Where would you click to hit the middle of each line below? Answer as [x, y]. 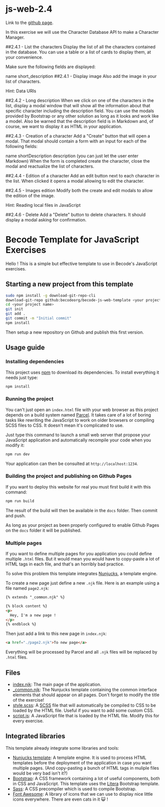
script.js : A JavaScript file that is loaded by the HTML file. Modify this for [86, 715]
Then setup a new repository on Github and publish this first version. [75, 332]
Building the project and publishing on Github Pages [69, 476]
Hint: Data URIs [21, 91]
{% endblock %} [21, 624]
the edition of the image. [30, 196]
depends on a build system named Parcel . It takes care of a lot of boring [78, 415]
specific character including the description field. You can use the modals [80, 111]
